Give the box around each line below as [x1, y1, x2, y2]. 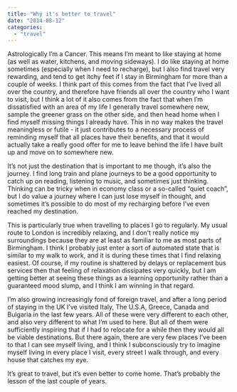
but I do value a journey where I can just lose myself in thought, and [7, 192, 206, 201]
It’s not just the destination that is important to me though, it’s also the [7, 161, 211, 171]
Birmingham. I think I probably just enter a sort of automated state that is [7, 243, 220, 253]
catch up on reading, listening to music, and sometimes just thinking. [7, 177, 209, 186]
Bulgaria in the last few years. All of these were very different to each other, [7, 310, 229, 319]
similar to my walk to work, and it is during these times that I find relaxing [7, 251, 221, 260]
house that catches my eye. [7, 356, 89, 364]
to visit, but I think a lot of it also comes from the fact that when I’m [7, 95, 204, 104]
